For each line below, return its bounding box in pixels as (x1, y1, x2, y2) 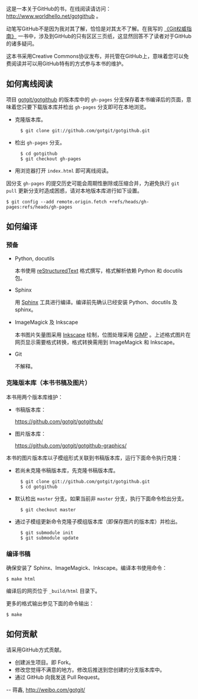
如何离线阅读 (6, 79, 53, 89)
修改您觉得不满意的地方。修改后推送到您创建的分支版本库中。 (14, 666, 165, 673)
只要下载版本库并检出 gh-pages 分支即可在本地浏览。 (21, 103, 150, 110)
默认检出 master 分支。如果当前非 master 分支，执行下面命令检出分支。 (14, 494, 187, 502)
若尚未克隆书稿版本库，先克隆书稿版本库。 (14, 467, 119, 474)
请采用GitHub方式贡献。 (6, 646, 65, 653)
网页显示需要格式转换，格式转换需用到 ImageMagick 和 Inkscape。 (14, 339, 178, 346)
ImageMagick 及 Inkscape (14, 318, 79, 325)
